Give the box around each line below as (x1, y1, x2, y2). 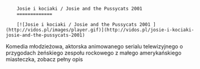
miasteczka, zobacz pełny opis (5, 56, 84, 63)
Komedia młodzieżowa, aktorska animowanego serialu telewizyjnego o (5, 43, 184, 50)
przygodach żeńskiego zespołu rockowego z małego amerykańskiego (5, 49, 182, 56)
